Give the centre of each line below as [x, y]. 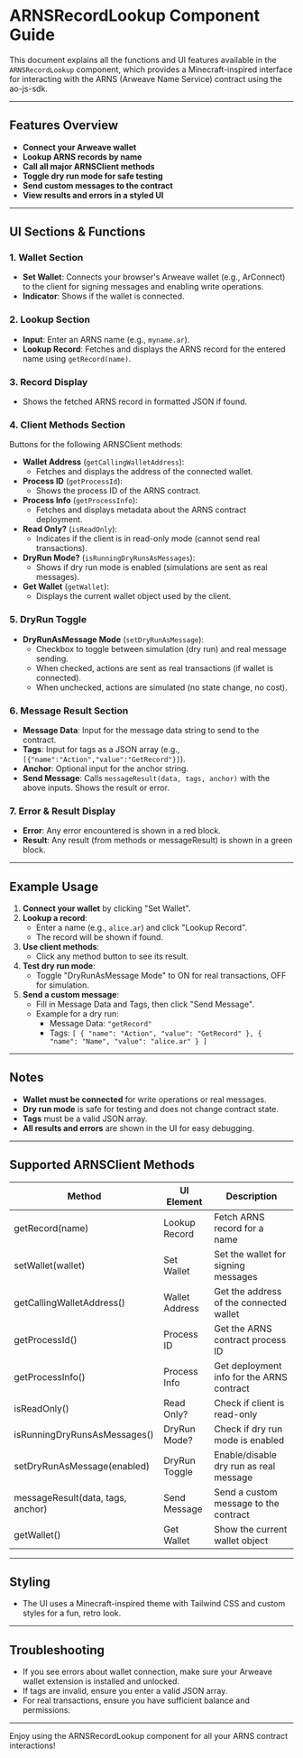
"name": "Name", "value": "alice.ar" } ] [128, 1042]
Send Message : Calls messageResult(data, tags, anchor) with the [146, 778]
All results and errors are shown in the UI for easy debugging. [138, 1128]
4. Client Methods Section [68, 425]
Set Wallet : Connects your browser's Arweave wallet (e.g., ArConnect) [154, 277]
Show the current [251, 1529]
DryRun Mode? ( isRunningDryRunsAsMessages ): [109, 558]
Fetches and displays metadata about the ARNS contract [141, 510]
